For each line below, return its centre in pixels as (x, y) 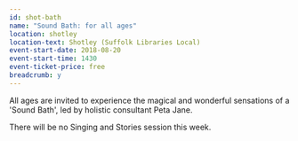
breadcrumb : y (36, 75)
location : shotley (43, 34)
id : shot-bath (36, 17)
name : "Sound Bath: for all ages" (73, 26)
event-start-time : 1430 (53, 59)
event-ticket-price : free (57, 67)
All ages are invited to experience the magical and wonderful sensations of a (149, 100)
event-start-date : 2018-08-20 (65, 51)
